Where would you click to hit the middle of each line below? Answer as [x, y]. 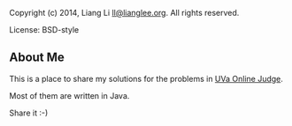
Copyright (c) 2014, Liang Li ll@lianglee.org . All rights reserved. [124, 13]
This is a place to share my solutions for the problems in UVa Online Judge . [146, 78]
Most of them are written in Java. [69, 95]
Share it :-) [29, 113]
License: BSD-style [44, 30]
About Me [37, 58]
